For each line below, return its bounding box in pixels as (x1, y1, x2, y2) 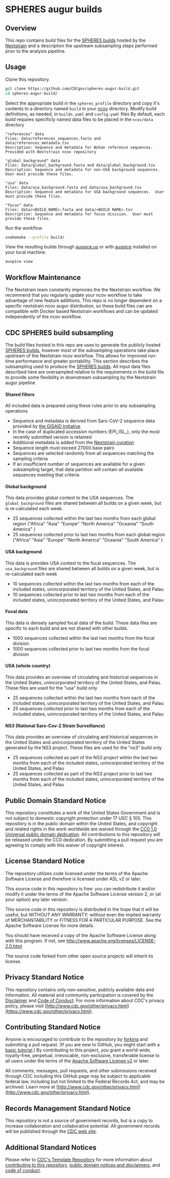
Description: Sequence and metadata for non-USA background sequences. (5, 167, 160, 172)
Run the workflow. (5, 225, 43, 231)
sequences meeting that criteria (12, 472, 80, 478)
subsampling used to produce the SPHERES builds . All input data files (5, 363, 151, 369)
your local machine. (5, 249, 47, 255)
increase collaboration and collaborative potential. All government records (5, 1123, 160, 1129)
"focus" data (5, 202, 33, 208)
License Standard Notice (5, 857, 85, 865)
